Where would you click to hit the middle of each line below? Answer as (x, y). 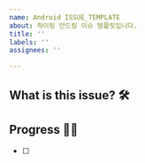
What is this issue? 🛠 (69, 95)
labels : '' (29, 42)
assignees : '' (35, 50)
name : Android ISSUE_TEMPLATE (65, 17)
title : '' (27, 34)
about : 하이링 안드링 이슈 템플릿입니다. (73, 26)
